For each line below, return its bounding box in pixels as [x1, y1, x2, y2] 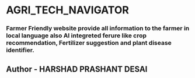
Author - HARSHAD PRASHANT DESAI [6, 64, 148, 74]
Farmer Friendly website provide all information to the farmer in [6, 24, 190, 33]
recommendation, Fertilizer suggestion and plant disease [6, 39, 172, 47]
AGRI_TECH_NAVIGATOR [6, 3, 130, 17]
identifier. [6, 46, 35, 54]
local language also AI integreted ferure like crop [6, 31, 147, 40]
